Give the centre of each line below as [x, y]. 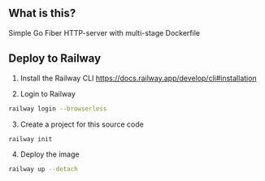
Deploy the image [50, 154]
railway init [30, 139]
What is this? [42, 13]
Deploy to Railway [55, 59]
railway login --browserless [58, 109]
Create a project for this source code [82, 124]
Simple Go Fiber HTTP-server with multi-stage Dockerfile [104, 32]
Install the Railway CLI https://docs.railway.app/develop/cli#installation [139, 78]
